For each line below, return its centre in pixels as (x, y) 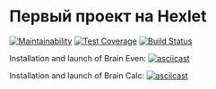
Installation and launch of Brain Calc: (77, 75)
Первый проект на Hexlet (108, 16)
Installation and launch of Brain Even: (78, 58)
